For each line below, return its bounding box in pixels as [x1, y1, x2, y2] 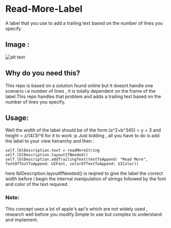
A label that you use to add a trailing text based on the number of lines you [5, 20, 163, 26]
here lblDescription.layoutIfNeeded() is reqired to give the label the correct [5, 170, 163, 177]
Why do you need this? [5, 69, 81, 77]
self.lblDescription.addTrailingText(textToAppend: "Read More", [5, 157, 148, 162]
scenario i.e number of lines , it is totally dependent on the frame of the [5, 88, 156, 94]
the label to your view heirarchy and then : [5, 138, 94, 144]
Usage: [5, 113, 29, 122]
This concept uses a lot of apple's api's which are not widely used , [5, 205, 148, 212]
